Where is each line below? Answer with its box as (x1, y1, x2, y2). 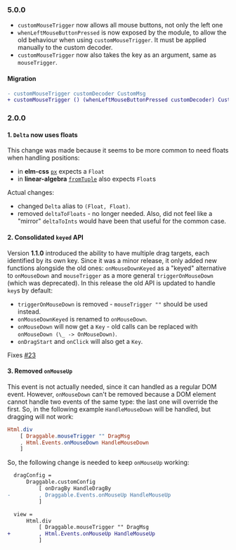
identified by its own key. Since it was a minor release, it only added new (7, 256, 218, 264)
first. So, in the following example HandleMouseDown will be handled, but (7, 404, 211, 413)
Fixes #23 (7, 350, 37, 359)
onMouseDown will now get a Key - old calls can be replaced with (17, 322, 198, 331)
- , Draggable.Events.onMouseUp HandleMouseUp (7, 491, 171, 499)
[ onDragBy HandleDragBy (38, 485, 112, 492)
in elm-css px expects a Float (17, 167, 105, 176)
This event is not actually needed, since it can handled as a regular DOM (7, 382, 217, 391)
